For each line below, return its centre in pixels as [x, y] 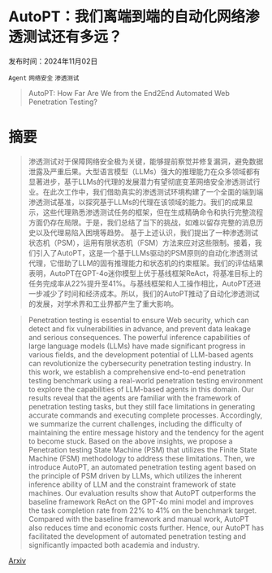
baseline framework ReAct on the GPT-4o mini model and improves [141, 501]
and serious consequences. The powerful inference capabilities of [139, 337]
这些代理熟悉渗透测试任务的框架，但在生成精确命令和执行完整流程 [153, 212]
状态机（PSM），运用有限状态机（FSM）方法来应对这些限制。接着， [142, 243]
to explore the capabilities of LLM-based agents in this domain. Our [141, 389]
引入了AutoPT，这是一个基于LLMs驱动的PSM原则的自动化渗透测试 [147, 252]
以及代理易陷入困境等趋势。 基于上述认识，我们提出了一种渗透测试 [147, 232]
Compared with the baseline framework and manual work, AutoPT [139, 518]
